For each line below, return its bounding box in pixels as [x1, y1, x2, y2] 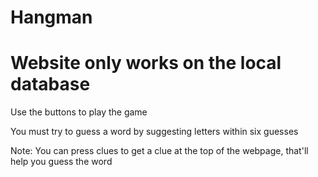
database [10, 73, 91, 96]
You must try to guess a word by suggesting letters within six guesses [10, 126, 299, 138]
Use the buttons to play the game [10, 106, 148, 118]
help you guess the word [10, 156, 113, 168]
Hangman [10, 6, 93, 29]
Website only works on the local [10, 52, 282, 75]
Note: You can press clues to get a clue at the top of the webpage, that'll [10, 145, 309, 157]
